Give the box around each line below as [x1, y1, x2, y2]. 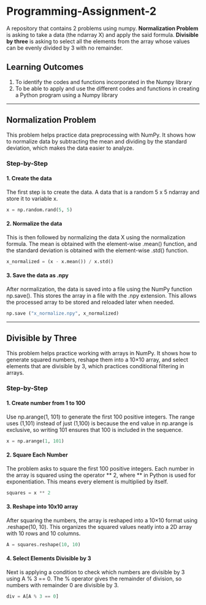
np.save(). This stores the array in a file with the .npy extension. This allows [6, 291, 197, 299]
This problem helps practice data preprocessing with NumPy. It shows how [6, 131, 196, 139]
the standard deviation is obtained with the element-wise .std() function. [6, 247, 189, 254]
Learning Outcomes [6, 62, 84, 72]
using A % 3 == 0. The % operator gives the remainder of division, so [6, 575, 182, 582]
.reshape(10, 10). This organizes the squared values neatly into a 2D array [6, 523, 192, 530]
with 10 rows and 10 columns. [6, 530, 81, 537]
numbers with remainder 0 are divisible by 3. [6, 581, 120, 588]
